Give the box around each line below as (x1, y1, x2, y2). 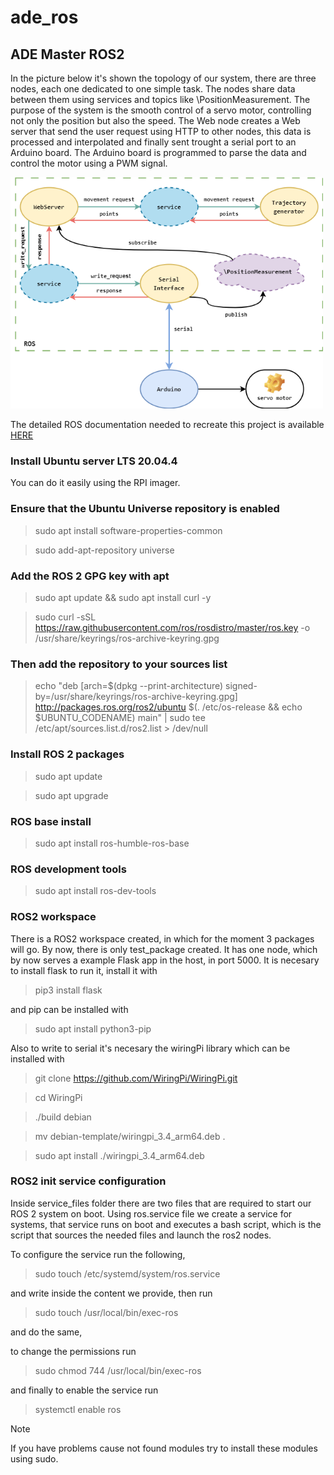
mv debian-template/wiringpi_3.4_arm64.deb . (34, 1130, 226, 1142)
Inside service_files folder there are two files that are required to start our (10, 1197, 312, 1209)
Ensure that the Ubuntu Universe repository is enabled (10, 502, 280, 516)
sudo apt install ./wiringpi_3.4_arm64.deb (34, 1149, 205, 1161)
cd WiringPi (34, 1091, 83, 1103)
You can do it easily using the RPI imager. (10, 477, 181, 489)
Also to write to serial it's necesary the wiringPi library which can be (10, 1042, 291, 1054)
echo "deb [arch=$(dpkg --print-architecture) (34, 680, 224, 692)
